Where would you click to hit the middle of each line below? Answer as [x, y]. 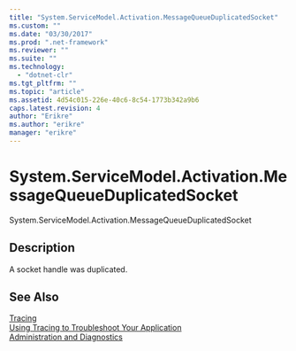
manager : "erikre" [43, 133]
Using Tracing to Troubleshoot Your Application [95, 328]
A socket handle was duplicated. [68, 269]
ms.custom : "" [35, 26]
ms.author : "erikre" [47, 125]
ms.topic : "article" [47, 91]
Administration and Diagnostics [66, 337]
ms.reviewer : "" [39, 51]
